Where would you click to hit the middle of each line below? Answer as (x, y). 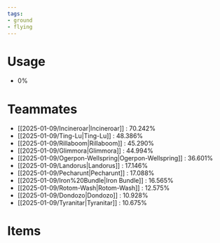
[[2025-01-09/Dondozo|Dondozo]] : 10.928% (83, 195)
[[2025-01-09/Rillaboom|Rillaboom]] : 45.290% (86, 144)
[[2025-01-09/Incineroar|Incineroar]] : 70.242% (87, 129)
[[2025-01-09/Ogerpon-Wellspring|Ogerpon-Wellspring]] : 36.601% (115, 158)
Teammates (42, 109)
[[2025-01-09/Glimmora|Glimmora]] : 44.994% (85, 151)
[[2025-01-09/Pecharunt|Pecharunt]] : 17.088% (86, 173)
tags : (15, 14)
